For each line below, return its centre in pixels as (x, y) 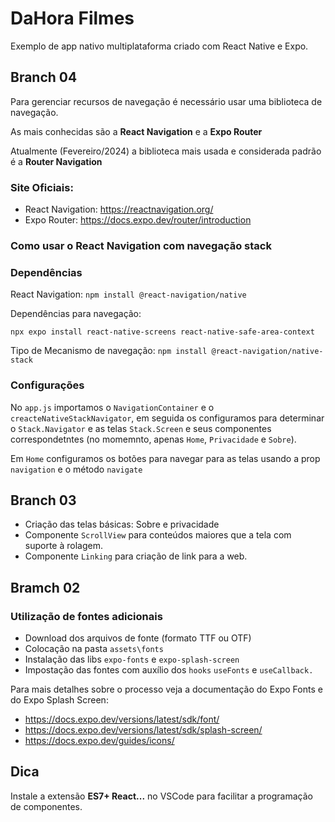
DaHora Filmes (72, 18)
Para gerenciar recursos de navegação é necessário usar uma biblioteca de (166, 101)
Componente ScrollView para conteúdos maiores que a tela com (158, 535)
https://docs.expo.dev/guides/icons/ (99, 741)
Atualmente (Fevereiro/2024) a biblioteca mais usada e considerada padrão (166, 151)
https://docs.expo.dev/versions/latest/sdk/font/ (122, 719)
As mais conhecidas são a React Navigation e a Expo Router (136, 131)
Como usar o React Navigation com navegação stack (141, 245)
